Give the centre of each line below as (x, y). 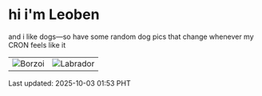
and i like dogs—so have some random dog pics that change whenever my (131, 36)
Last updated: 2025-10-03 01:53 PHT (69, 83)
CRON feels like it (37, 44)
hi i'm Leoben (54, 15)
